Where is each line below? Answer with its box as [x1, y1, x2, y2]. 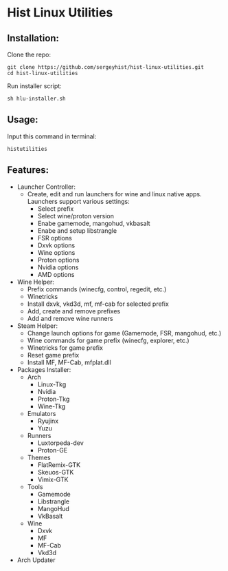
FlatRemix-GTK [37, 460, 81, 469]
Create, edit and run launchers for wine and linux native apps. [27, 189, 202, 198]
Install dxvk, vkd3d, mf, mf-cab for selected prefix [27, 300, 170, 308]
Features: [7, 164, 49, 176]
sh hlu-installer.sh [7, 95, 67, 102]
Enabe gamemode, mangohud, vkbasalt [37, 219, 150, 227]
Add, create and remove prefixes [27, 307, 121, 315]
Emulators [27, 409, 56, 417]
